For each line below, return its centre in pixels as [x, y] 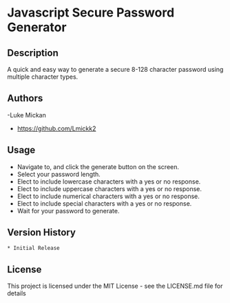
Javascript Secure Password [91, 13]
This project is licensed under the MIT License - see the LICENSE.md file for [115, 286]
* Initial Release [33, 248]
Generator [37, 27]
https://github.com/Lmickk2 [56, 128]
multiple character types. [43, 77]
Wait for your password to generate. [68, 211]
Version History [41, 233]
